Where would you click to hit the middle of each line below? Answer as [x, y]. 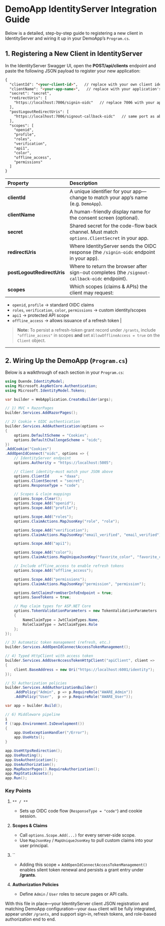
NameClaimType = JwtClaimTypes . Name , [61, 620]
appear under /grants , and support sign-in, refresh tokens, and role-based [81, 914]
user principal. [34, 845]
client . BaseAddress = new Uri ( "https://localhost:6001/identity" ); [84, 670]
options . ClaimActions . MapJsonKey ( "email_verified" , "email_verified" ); [89, 535]
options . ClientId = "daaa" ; [47, 476]
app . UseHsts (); [29, 737]
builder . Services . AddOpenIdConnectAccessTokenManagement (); [68, 647]
